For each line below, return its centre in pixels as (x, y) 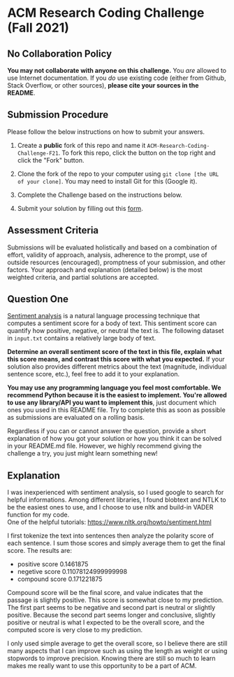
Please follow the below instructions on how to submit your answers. (106, 132)
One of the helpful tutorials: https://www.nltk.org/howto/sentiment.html (109, 522)
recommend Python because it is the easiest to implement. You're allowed (117, 395)
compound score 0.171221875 (60, 579)
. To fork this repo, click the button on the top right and (137, 153)
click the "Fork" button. (51, 160)
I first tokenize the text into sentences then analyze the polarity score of (111, 536)
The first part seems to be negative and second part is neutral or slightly (111, 608)
